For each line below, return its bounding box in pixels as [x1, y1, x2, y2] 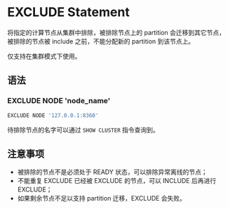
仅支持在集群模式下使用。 [7, 52, 81, 60]
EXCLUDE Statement [7, 4, 130, 20]
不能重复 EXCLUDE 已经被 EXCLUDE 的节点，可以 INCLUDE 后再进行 [17, 177, 216, 185]
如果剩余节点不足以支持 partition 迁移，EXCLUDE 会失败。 [17, 194, 186, 203]
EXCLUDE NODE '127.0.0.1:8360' [7, 112, 99, 119]
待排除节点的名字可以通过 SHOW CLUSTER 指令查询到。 [7, 126, 159, 134]
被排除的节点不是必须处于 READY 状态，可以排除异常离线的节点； [17, 168, 208, 176]
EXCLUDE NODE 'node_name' [7, 96, 111, 106]
